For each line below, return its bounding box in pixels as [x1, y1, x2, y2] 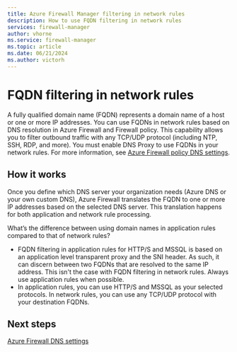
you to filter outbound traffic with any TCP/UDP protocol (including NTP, [7, 132, 218, 142]
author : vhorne [7, 30, 52, 38]
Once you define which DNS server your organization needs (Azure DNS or [7, 187, 226, 195]
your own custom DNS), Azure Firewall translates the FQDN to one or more [7, 195, 226, 203]
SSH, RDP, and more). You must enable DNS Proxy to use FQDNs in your [7, 140, 219, 149]
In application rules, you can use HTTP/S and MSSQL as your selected [17, 283, 223, 291]
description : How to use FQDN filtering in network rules [7, 17, 182, 24]
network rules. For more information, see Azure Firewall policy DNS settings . [7, 148, 230, 157]
